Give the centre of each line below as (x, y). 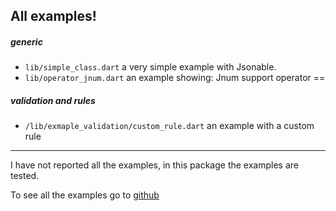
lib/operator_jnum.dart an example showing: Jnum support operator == (175, 78)
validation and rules (53, 100)
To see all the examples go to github (85, 195)
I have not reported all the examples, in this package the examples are (154, 165)
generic (26, 41)
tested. (25, 176)
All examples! (53, 16)
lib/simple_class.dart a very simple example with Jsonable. (150, 67)
